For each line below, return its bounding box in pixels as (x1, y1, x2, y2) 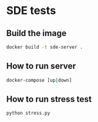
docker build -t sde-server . (6, 44, 83, 50)
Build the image (6, 28, 67, 38)
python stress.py (6, 110, 51, 117)
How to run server (6, 61, 76, 71)
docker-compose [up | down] (6, 77, 72, 83)
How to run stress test (6, 94, 93, 104)
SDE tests (6, 4, 57, 18)
